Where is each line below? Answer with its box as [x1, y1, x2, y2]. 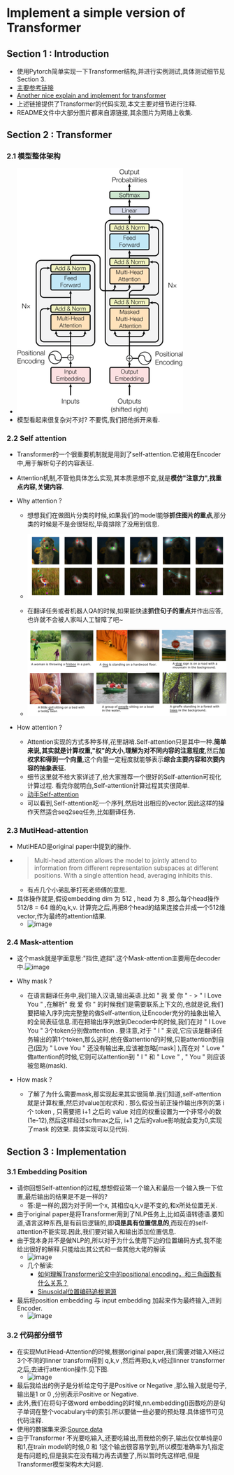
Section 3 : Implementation [6, 1146, 127, 1157]
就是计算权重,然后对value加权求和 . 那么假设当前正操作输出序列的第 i [27, 1099, 225, 1107]
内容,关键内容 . [22, 482, 64, 491]
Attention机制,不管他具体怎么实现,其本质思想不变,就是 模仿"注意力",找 [16, 473, 216, 482]
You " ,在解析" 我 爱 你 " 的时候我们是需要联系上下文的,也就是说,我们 [27, 1000, 224, 1009]
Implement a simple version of [6, 5, 186, 21]
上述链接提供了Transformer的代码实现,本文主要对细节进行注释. [16, 100, 197, 108]
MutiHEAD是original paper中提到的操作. [16, 842, 131, 850]
